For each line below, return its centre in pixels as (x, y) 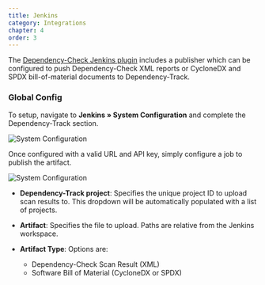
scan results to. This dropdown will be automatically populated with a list (138, 201)
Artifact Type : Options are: (64, 249)
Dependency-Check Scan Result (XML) (95, 264)
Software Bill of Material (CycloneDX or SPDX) (106, 272)
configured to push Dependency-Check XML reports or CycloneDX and (125, 69)
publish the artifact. (40, 162)
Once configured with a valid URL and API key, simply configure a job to (125, 154)
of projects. (38, 210)
